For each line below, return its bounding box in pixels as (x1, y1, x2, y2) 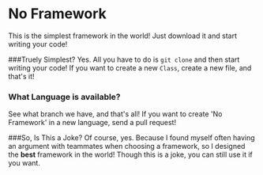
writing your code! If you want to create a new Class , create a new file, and (8, 63, 252, 72)
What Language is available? (8, 91, 121, 102)
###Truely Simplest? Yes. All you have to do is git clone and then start (8, 55, 240, 64)
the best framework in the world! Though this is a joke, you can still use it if (8, 150, 253, 159)
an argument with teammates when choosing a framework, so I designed (8, 142, 246, 151)
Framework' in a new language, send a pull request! (8, 118, 176, 127)
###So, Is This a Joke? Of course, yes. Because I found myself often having (8, 133, 255, 143)
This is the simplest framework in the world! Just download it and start (8, 31, 237, 40)
